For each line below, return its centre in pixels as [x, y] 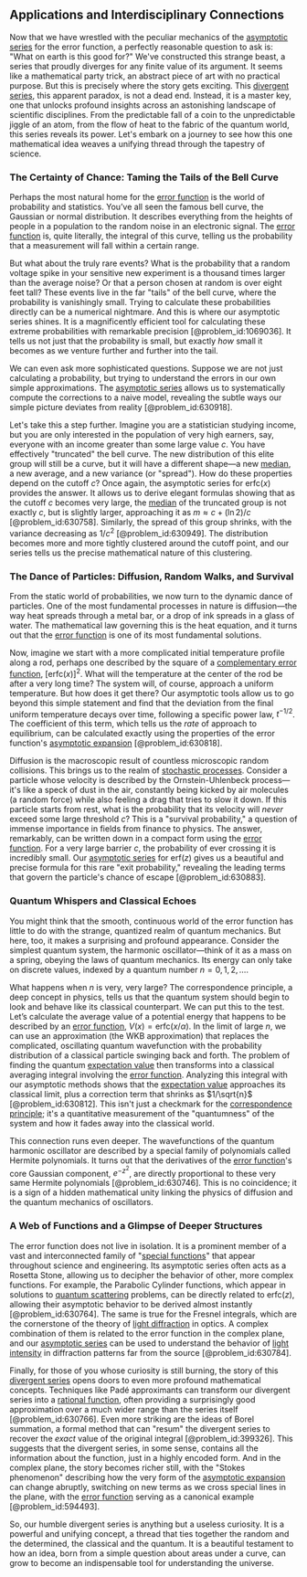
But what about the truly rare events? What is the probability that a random [150, 263]
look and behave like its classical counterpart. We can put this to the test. [147, 1006]
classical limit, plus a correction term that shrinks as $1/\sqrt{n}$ [131, 1094]
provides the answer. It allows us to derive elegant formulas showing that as [152, 493]
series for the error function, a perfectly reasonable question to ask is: [142, 47]
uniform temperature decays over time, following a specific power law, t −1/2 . [152, 714]
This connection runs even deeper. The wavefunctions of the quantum [142, 1140]
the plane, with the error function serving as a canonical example [132, 1497]
